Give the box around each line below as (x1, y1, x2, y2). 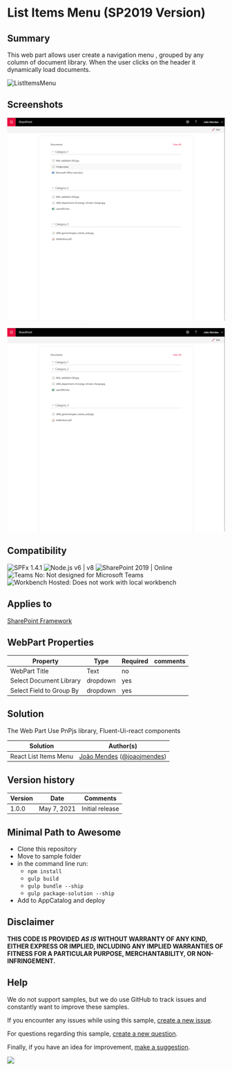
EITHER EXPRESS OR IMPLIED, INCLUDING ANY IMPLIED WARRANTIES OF (7, 942, 224, 950)
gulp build (27, 876, 59, 883)
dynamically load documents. (7, 66, 91, 73)
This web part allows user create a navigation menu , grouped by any (7, 51, 204, 59)
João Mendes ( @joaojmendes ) (79, 752, 167, 760)
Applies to (7, 598, 52, 610)
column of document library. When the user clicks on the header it (7, 58, 195, 66)
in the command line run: (17, 860, 88, 868)
